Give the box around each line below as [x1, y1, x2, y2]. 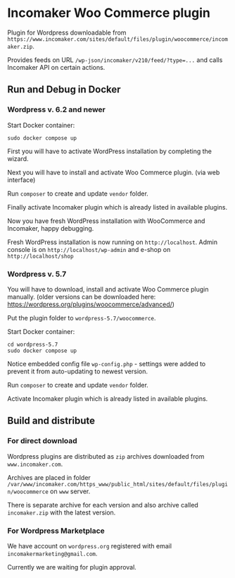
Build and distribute [7, 415, 96, 427]
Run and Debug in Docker [7, 83, 121, 96]
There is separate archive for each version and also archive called [7, 500, 198, 509]
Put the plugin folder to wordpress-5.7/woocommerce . [7, 313, 156, 322]
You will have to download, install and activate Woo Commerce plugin [7, 284, 209, 294]
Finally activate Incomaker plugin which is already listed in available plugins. [7, 203, 227, 211]
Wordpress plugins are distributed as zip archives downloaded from [7, 452, 205, 460]
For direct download [7, 436, 77, 446]
